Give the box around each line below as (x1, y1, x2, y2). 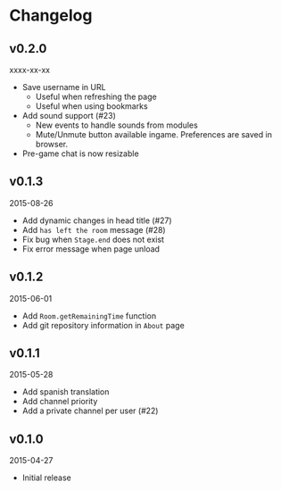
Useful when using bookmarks (35, 101, 149, 112)
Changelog (9, 5, 93, 26)
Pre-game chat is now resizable (21, 148, 140, 159)
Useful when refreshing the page (35, 91, 158, 102)
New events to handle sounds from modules (35, 120, 198, 130)
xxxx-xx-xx (9, 64, 51, 75)
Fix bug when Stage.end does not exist (21, 234, 165, 245)
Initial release (21, 472, 71, 483)
